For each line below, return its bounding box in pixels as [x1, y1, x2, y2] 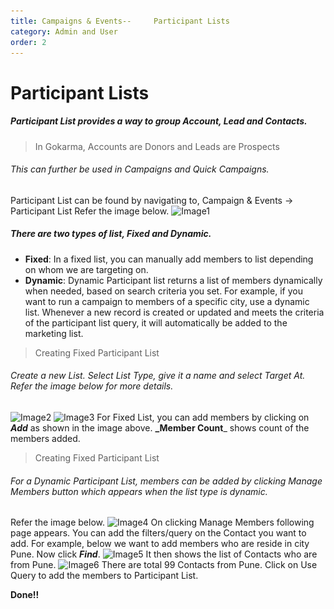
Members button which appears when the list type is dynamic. [10, 485, 268, 497]
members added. [10, 432, 81, 444]
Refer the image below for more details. [10, 380, 174, 392]
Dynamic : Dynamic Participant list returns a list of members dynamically [24, 274, 323, 286]
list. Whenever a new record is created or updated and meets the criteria [24, 306, 325, 318]
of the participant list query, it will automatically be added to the [24, 316, 288, 329]
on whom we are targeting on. [24, 263, 149, 275]
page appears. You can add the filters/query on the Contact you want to [10, 527, 307, 539]
